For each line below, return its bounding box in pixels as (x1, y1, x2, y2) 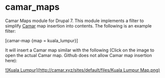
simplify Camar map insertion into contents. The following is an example (5, 23, 152, 28)
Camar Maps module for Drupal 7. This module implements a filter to (5, 18, 144, 24)
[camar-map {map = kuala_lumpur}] (5, 37, 78, 43)
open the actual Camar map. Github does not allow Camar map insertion (5, 52, 152, 58)
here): (5, 57, 17, 63)
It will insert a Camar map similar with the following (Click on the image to (5, 47, 155, 53)
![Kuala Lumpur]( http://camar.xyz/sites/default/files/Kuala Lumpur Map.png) (5, 67, 161, 73)
